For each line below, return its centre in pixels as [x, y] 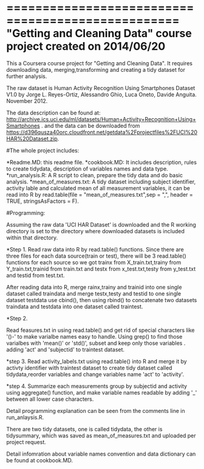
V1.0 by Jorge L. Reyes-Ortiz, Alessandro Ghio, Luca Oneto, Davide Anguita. [102, 94]
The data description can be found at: [53, 113]
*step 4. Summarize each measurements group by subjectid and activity [97, 386]
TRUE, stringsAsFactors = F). [42, 201]
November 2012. [27, 100]
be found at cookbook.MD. [39, 460]
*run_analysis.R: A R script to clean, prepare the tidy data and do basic [95, 175]
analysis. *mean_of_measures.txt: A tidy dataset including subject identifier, [101, 182]
